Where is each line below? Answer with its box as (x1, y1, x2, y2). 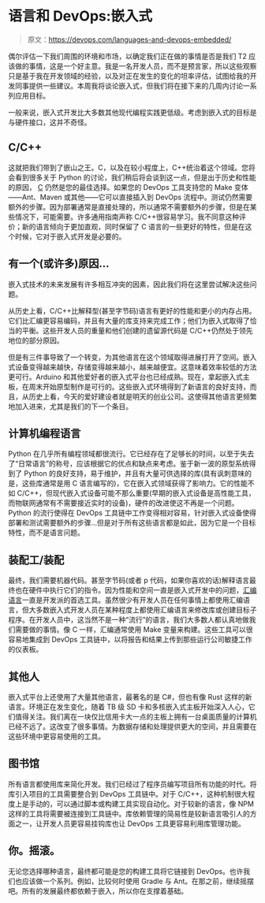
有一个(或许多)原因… (8, 257, 110, 270)
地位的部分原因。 (8, 336, 64, 345)
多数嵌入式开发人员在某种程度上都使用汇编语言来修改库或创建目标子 (35, 605, 257, 615)
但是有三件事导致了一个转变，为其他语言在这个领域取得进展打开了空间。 (8, 352, 243, 362)
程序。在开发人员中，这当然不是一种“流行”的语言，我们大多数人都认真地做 (8, 615, 250, 625)
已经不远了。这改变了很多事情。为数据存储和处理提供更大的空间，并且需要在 (8, 722, 257, 731)
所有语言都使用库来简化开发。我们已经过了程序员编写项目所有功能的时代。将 (8, 779, 257, 789)
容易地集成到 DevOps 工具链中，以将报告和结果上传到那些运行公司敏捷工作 (8, 635, 252, 645)
